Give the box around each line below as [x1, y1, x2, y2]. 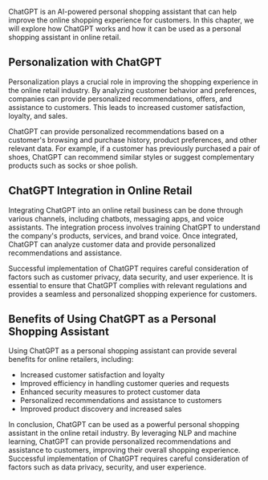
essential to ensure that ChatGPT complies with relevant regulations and [8, 280, 247, 290]
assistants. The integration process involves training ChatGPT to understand [8, 222, 261, 232]
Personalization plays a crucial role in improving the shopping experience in [8, 76, 258, 87]
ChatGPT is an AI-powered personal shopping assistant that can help [8, 7, 237, 16]
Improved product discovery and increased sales [19, 405, 182, 414]
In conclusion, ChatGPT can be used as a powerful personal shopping [8, 420, 240, 429]
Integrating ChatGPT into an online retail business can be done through [8, 205, 243, 215]
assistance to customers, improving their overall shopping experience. [8, 445, 241, 455]
